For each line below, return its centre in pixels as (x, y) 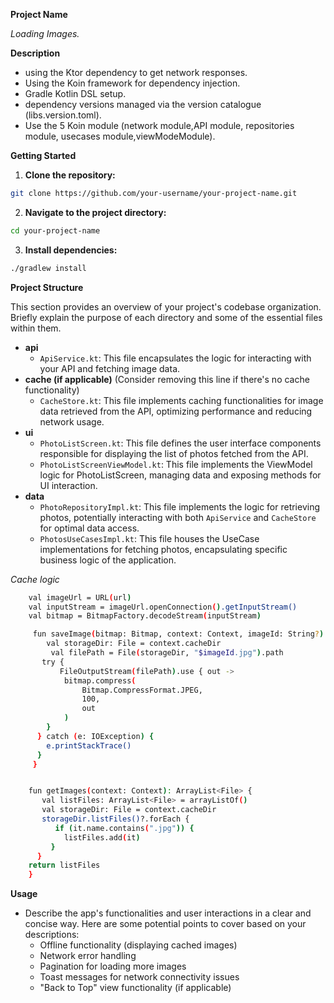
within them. (36, 328)
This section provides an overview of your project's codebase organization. (166, 306)
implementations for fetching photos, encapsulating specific (163, 549)
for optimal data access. (89, 528)
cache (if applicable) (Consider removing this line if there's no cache (167, 379)
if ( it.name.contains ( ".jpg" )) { (124, 828)
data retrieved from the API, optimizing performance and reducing (176, 411)
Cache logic (35, 579)
